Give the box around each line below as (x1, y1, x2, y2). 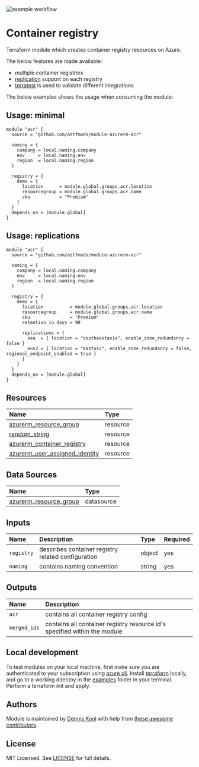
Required (163, 535, 190, 543)
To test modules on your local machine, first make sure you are (6, 663, 160, 670)
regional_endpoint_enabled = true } (6, 351, 97, 357)
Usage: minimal (6, 111, 65, 121)
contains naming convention (39, 562, 118, 570)
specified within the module (45, 627, 123, 636)
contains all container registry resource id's (45, 620, 166, 628)
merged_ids (9, 624, 40, 631)
